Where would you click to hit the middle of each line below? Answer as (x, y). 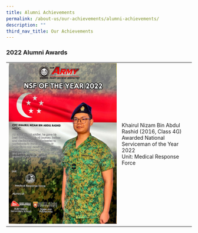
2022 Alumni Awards (37, 52)
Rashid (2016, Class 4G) (152, 132)
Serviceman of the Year (150, 144)
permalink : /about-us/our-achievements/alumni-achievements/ (83, 19)
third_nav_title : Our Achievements (50, 31)
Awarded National (143, 138)
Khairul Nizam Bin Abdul (151, 125)
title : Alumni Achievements (41, 12)
